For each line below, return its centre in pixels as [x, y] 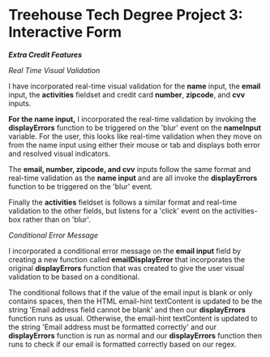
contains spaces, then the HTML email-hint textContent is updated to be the [135, 301]
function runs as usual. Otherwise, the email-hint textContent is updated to [133, 318]
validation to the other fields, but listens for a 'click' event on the [116, 211]
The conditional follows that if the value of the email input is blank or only [131, 292]
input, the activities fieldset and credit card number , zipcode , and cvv [127, 94]
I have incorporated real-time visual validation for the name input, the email [135, 86]
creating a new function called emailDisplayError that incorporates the [127, 259]
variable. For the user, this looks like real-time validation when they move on [135, 136]
